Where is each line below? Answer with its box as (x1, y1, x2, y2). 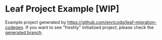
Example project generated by (5, 19, 66, 25)
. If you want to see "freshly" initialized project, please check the (23, 24, 154, 30)
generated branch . (5, 29, 43, 35)
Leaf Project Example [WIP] (5, 3, 120, 14)
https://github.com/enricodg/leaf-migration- (67, 19, 157, 25)
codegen (5, 24, 24, 30)
